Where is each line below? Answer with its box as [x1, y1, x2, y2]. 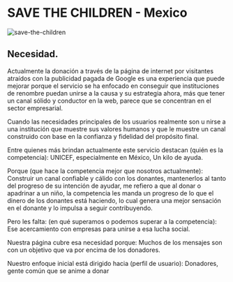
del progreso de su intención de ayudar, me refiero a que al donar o [7, 181, 201, 190]
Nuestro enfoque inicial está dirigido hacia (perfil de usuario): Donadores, [7, 259, 218, 267]
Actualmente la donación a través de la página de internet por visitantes [7, 66, 214, 75]
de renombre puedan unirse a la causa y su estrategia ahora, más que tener [7, 89, 225, 97]
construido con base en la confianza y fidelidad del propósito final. [7, 132, 200, 140]
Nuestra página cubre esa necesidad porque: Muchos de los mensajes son [7, 238, 223, 246]
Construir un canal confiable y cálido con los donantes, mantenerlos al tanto [7, 174, 227, 182]
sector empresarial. [7, 103, 63, 112]
